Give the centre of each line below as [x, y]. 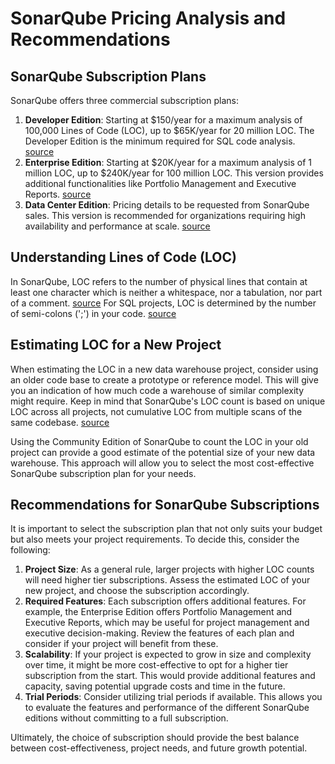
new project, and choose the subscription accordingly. [137, 591]
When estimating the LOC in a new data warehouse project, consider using [164, 369]
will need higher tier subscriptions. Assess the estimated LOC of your [167, 580]
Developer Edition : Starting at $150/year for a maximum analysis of [163, 120]
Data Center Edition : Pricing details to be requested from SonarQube [167, 205]
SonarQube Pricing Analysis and [148, 18]
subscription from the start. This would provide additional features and [170, 676]
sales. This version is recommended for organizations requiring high [165, 215]
